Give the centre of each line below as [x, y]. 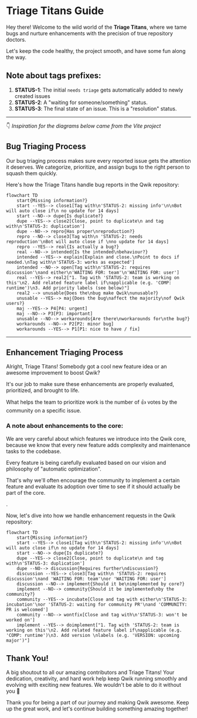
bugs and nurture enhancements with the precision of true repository [89, 33]
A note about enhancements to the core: [65, 426]
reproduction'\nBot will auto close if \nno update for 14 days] [87, 241]
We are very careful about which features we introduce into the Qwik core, [96, 438]
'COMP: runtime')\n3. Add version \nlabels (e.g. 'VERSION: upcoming [93, 635]
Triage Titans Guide [55, 11]
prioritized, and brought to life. [43, 390]
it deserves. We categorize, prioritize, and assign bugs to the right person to [98, 167]
